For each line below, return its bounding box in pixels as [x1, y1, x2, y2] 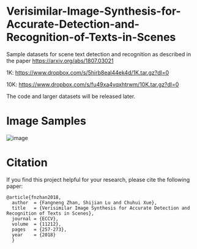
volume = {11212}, [12, 221, 62, 227]
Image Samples [6, 114, 87, 128]
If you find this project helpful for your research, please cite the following [6, 176, 190, 183]
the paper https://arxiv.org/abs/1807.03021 [6, 57, 114, 64]
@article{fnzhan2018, [6, 194, 62, 200]
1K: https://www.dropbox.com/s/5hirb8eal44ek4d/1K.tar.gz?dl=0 [6, 69, 169, 76]
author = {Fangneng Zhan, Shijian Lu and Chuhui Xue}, [12, 199, 157, 206]
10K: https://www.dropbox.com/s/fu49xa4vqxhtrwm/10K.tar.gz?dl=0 [6, 81, 179, 88]
